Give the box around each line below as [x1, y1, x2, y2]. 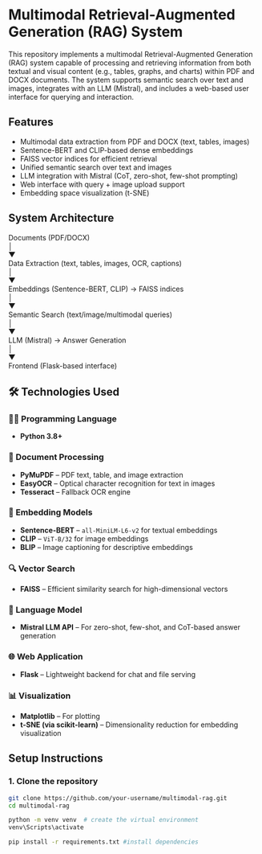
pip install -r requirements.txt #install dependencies [8, 838, 199, 846]
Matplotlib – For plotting [19, 712, 100, 721]
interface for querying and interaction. [8, 92, 135, 101]
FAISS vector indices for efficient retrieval [19, 154, 158, 163]
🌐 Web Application [8, 651, 83, 663]
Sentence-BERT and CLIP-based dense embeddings [19, 145, 194, 154]
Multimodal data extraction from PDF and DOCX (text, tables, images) [19, 137, 250, 146]
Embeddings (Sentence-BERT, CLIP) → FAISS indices [8, 284, 184, 294]
